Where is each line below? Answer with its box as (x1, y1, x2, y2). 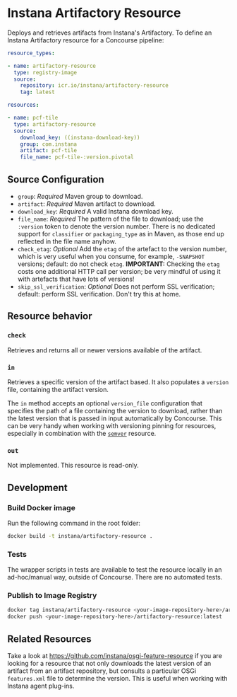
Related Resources (7, 633, 92, 645)
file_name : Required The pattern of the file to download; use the (17, 214, 204, 223)
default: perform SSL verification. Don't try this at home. (17, 290, 181, 298)
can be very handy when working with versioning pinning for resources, (7, 421, 217, 430)
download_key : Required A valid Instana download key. (17, 207, 174, 215)
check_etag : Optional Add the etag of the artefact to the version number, (17, 245, 227, 253)
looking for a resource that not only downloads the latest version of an (7, 659, 212, 667)
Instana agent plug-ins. (7, 681, 75, 690)
